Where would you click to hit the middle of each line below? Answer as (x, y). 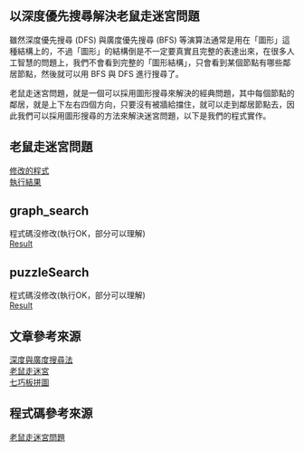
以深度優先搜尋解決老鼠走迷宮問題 (104, 16)
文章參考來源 (45, 336)
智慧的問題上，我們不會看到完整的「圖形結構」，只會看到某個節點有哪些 (150, 62)
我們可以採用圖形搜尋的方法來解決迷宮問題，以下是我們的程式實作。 (144, 115)
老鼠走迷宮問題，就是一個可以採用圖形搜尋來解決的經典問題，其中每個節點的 (152, 92)
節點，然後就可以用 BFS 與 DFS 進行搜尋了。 (100, 73)
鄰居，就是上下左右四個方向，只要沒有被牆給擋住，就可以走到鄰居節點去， (148, 104)
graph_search (49, 211)
